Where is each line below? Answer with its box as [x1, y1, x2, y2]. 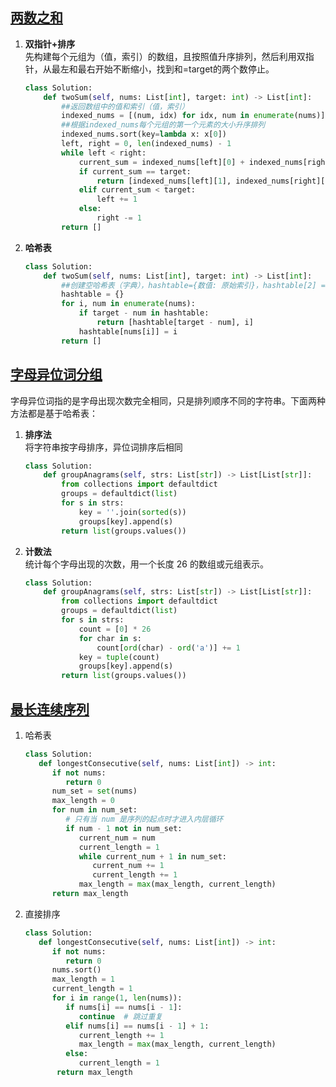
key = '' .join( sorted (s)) [78, 507, 187, 517]
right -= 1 [96, 213, 142, 223]
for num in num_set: [51, 805, 138, 815]
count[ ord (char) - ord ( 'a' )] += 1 [96, 643, 241, 653]
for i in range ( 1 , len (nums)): [51, 993, 183, 1003]
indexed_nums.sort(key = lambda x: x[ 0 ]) [61, 129, 227, 140]
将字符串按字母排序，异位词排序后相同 [24, 441, 183, 453]
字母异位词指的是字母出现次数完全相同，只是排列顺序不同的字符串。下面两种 [10, 394, 326, 407]
